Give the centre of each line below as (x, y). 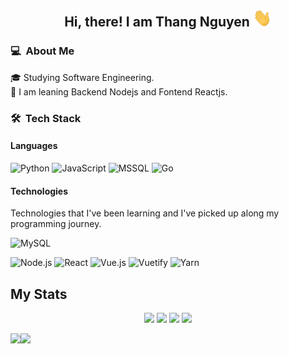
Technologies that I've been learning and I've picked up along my (145, 213)
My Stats (39, 294)
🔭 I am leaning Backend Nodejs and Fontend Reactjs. (119, 91)
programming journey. (56, 224)
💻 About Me (42, 51)
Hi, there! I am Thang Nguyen (157, 22)
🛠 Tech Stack (46, 118)
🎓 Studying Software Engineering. (82, 77)
